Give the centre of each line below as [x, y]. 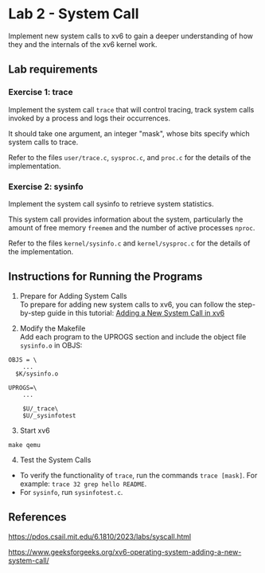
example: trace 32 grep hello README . [83, 484]
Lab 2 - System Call [74, 14]
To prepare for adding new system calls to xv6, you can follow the [128, 304]
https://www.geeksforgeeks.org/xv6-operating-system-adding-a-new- [125, 551]
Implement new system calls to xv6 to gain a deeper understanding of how [131, 36]
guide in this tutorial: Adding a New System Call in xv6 [136, 312]
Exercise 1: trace [41, 92]
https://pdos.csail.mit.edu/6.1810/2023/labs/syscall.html [100, 536]
